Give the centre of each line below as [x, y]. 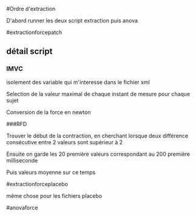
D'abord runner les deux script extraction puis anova [72, 20]
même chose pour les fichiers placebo [54, 196]
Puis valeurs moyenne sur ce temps [51, 172]
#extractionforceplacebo [37, 184]
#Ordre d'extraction [31, 9]
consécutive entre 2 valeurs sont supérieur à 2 [65, 142]
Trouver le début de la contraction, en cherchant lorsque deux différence [97, 136]
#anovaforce [22, 207]
